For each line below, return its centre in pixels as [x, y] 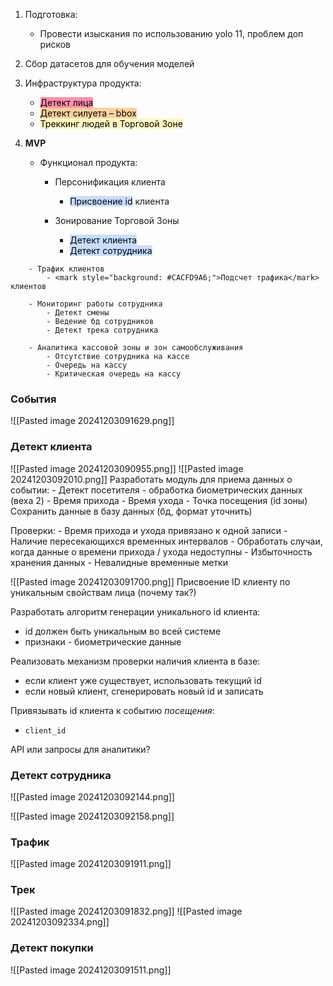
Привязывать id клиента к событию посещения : [112, 710]
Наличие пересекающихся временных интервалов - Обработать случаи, [166, 541]
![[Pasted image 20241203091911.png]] [91, 864]
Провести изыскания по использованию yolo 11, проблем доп [171, 33]
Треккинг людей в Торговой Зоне [111, 123]
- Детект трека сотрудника [102, 330]
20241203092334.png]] [60, 922]
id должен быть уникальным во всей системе [123, 631]
